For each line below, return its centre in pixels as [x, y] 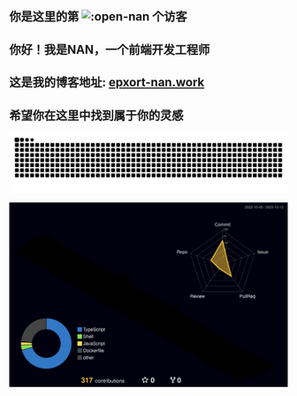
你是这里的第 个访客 [98, 17]
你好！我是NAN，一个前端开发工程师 [110, 49]
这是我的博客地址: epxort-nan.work [107, 83]
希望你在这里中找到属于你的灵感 [96, 115]
